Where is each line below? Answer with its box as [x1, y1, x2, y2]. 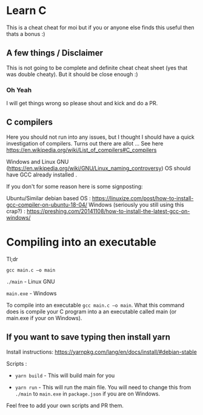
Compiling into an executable [6, 235, 156, 249]
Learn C [6, 4, 47, 18]
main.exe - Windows [6, 290, 57, 297]
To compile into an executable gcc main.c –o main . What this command [6, 301, 185, 309]
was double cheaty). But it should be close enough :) [6, 71, 138, 78]
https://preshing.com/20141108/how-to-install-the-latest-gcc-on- [26, 207, 190, 215]
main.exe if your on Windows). [6, 314, 82, 321]
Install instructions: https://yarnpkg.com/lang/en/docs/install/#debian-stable [6, 348, 197, 355]
